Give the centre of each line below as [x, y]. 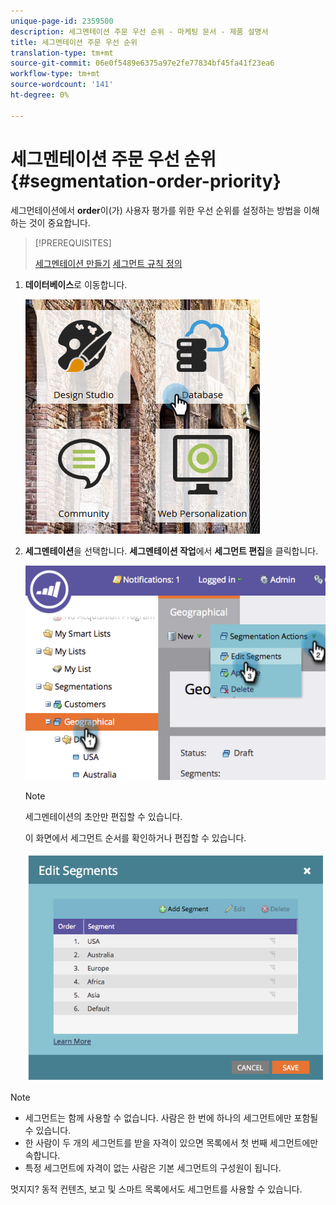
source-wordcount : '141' [62, 85]
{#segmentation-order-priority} [146, 181]
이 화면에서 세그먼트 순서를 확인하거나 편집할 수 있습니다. [135, 837]
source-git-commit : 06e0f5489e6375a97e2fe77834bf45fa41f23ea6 [142, 63]
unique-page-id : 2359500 [62, 21]
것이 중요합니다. [59, 222]
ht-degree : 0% [40, 95]
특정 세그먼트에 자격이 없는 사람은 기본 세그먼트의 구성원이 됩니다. [153, 1168]
